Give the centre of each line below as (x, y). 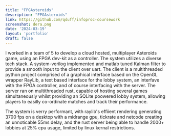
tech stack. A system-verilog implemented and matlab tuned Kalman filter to (86, 64)
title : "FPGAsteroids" (29, 10)
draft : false (19, 39)
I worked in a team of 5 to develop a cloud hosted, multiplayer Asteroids (81, 53)
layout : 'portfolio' (27, 34)
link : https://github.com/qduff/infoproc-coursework (63, 19)
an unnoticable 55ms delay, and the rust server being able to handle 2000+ (85, 122)
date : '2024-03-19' (26, 29)
